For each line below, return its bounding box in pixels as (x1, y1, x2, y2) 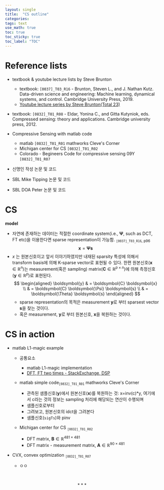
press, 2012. (12, 121, 37, 127)
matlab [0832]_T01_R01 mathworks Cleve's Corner (19, 140, 120, 146)
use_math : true (5, 25, 36, 30)
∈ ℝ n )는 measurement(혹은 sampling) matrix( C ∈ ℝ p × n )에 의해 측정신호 (12, 265, 156, 272)
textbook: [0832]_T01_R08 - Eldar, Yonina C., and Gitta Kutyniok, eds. (12, 111, 150, 117)
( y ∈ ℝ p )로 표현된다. (12, 272, 52, 278)
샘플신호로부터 (26, 402, 55, 409)
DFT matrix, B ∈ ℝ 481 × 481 (26, 435, 81, 442)
